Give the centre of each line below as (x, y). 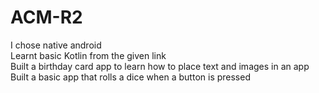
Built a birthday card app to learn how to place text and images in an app (160, 66)
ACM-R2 (46, 17)
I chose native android (56, 45)
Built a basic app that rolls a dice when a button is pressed (130, 77)
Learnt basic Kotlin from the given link (88, 55)
